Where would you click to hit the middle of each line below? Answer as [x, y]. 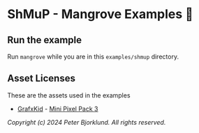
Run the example [45, 40]
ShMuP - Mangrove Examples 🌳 [100, 14]
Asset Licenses [41, 78]
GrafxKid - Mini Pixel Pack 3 [58, 109]
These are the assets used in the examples [69, 95]
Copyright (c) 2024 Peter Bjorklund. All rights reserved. [87, 122]
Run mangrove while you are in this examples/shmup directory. [93, 56]
